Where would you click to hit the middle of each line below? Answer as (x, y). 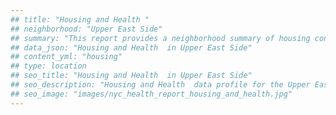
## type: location (48, 66)
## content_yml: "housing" (66, 57)
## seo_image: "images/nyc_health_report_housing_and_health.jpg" (151, 94)
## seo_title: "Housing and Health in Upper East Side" (131, 76)
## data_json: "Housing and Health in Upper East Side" (131, 47)
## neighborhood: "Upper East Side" (86, 29)
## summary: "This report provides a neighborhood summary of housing (160, 38)
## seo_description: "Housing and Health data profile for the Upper (160, 85)
